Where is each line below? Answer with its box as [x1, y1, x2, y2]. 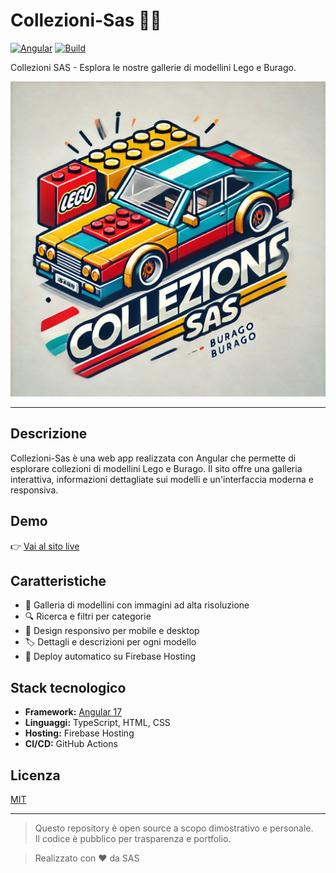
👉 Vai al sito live [10, 540, 80, 552]
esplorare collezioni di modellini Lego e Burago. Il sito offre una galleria [10, 462, 303, 474]
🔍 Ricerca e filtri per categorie [24, 610, 152, 623]
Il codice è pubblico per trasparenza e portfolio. [34, 833, 232, 844]
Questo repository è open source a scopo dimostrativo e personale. [34, 822, 314, 834]
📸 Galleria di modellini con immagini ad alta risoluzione [24, 599, 250, 611]
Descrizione [10, 425, 88, 443]
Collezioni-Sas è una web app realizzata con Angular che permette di [10, 452, 297, 464]
